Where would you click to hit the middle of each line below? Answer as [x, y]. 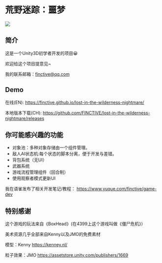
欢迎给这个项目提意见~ [28, 63]
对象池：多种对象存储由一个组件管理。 [51, 147]
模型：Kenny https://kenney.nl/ [36, 245]
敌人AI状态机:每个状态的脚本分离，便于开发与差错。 [64, 154]
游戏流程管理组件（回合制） [40, 172]
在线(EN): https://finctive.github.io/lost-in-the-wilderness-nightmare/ [75, 102]
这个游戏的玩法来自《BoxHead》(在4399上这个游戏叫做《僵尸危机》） [75, 224]
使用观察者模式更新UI [34, 178]
